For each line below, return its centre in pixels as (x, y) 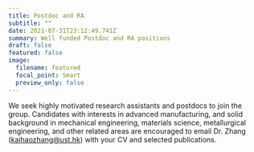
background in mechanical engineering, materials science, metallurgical (127, 122)
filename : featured (48, 68)
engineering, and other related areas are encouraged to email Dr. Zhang (127, 131)
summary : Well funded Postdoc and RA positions (90, 38)
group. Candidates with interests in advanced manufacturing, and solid (126, 114)
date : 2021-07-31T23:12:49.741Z (62, 30)
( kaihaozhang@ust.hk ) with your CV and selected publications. (113, 139)
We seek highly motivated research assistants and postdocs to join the (125, 106)
